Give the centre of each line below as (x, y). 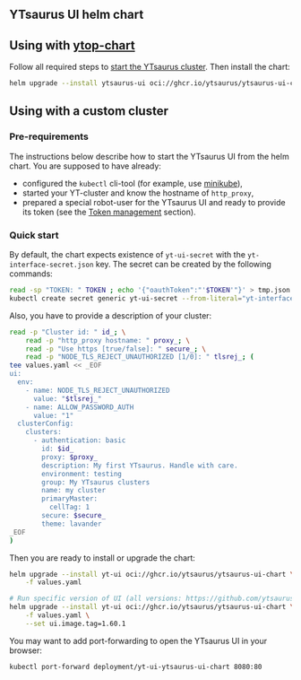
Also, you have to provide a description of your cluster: (111, 315)
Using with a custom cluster (89, 111)
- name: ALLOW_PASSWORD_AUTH (80, 407)
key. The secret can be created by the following (183, 265)
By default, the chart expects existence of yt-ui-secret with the (128, 255)
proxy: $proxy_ (70, 457)
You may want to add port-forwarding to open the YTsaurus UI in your (138, 641)
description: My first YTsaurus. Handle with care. (140, 466)
